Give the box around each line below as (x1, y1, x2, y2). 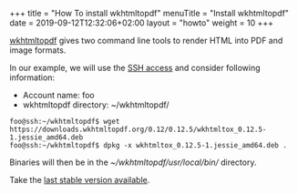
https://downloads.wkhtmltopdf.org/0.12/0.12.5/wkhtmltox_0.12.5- (9, 125, 267, 134)
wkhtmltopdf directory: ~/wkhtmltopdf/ (22, 99, 170, 110)
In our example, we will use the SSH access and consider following (9, 63, 262, 73)
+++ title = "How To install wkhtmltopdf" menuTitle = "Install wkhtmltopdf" (9, 8, 290, 18)
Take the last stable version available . (9, 175, 150, 185)
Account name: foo (22, 90, 96, 100)
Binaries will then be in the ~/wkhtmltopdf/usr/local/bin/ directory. (9, 157, 257, 168)
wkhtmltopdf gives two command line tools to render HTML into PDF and (9, 36, 283, 46)
